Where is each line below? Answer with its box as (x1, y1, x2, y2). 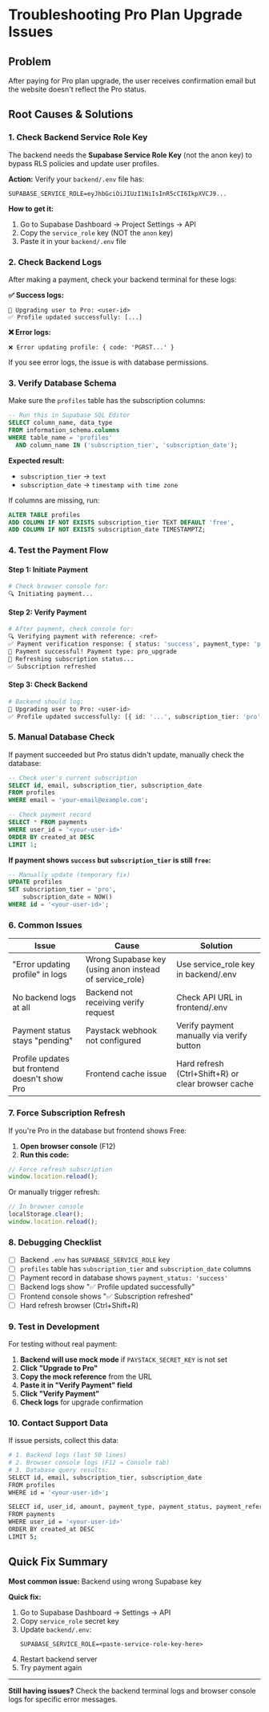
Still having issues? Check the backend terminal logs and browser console (8, 1686, 256, 1695)
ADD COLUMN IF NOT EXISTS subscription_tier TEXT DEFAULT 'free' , (8, 518, 235, 527)
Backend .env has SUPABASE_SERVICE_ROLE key (19, 1255, 171, 1265)
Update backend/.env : (19, 1624, 92, 1634)
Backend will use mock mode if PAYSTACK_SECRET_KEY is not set (19, 1355, 228, 1364)
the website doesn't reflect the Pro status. (8, 84, 147, 94)
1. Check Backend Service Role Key (8, 132, 148, 143)
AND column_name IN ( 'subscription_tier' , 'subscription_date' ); (15, 441, 239, 449)
